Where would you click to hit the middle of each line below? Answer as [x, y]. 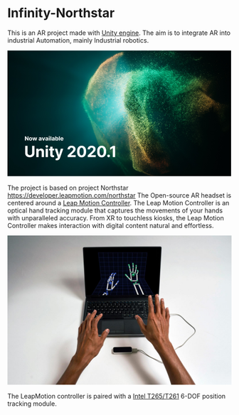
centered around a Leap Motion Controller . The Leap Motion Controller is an [118, 203]
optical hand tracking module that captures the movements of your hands [115, 210]
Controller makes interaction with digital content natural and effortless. [111, 226]
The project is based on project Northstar [68, 188]
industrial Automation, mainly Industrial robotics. [78, 40]
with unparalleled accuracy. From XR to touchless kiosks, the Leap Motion [116, 218]
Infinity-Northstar [61, 13]
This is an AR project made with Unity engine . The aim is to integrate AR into [119, 33]
